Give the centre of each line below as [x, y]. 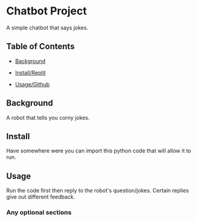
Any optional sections [39, 212]
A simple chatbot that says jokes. [47, 28]
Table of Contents [41, 46]
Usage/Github [32, 84]
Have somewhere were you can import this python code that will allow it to [99, 151]
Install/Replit [30, 73]
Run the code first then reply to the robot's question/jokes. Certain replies [98, 191]
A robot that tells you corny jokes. [48, 118]
